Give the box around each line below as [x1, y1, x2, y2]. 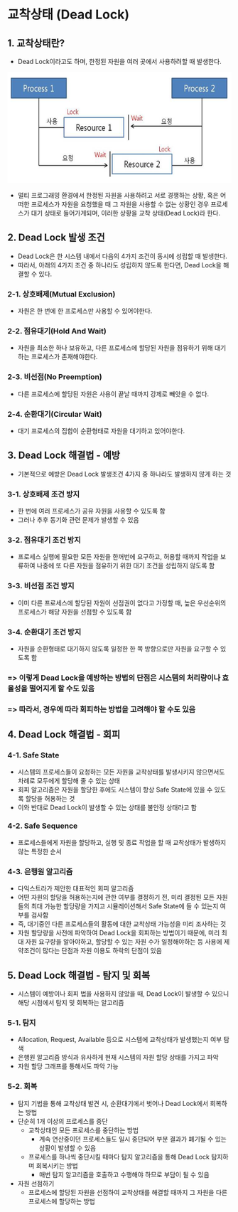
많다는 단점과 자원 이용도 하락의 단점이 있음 [42, 947, 162, 955]
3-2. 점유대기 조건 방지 [7, 535, 82, 545]
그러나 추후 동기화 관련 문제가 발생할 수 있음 [17, 516, 140, 524]
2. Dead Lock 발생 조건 [7, 232, 105, 244]
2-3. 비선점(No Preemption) [7, 372, 103, 382]
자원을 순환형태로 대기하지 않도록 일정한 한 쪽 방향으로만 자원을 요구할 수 [17, 644, 219, 653]
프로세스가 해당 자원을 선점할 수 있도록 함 [17, 607, 132, 616]
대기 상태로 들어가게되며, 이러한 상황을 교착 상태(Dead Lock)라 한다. [31, 209, 221, 217]
